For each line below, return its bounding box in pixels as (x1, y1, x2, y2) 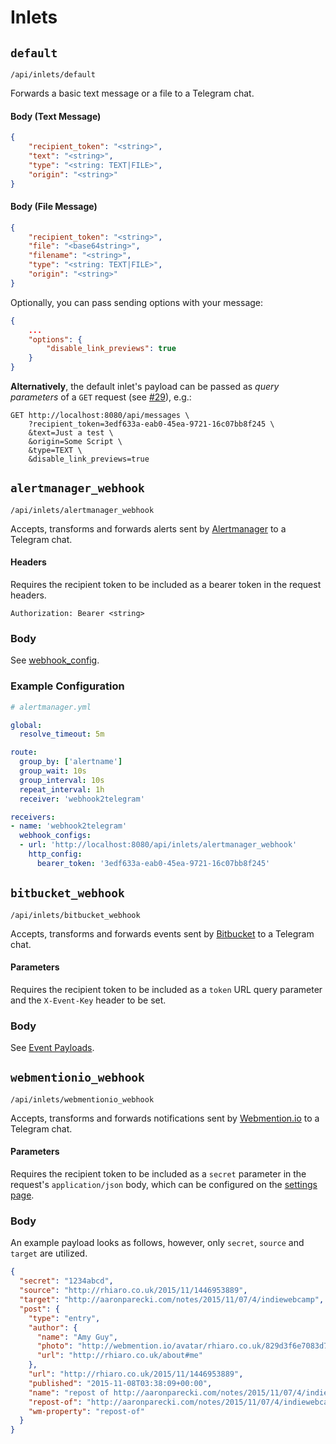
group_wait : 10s (19, 766, 87, 776)
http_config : (28, 849, 83, 860)
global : (10, 720, 43, 730)
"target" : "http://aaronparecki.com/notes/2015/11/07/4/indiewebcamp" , (19, 1295, 325, 1305)
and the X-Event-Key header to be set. (10, 994, 167, 1006)
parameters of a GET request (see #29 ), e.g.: (10, 391, 192, 403)
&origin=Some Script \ (28, 437, 123, 447)
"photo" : (36, 1341, 74, 1351)
